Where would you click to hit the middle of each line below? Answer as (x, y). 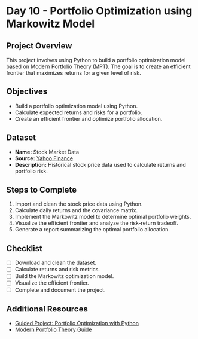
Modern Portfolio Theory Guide (53, 329)
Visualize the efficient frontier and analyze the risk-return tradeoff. (96, 223)
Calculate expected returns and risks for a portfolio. (78, 112)
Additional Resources (47, 309)
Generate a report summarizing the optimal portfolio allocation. (92, 230)
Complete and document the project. (60, 290)
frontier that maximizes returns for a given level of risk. (74, 73)
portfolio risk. (31, 171)
